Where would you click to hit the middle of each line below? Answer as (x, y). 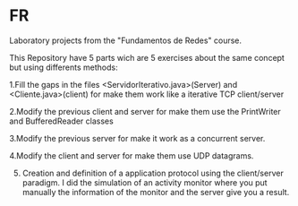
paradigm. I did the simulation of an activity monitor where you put (145, 182)
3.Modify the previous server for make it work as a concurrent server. (137, 138)
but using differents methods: (64, 67)
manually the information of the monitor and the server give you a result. (156, 192)
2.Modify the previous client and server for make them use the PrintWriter (145, 111)
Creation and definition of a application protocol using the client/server (153, 173)
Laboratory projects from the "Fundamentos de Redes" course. (126, 40)
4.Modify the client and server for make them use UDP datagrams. (132, 155)
